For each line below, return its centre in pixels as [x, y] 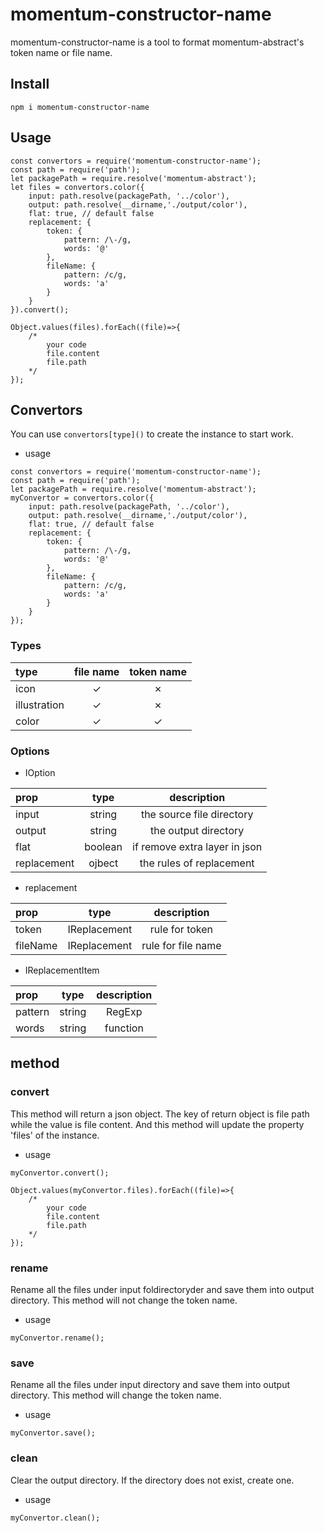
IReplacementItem [62, 970]
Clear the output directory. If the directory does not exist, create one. [152, 1480]
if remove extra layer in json [197, 846]
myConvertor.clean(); [55, 1518]
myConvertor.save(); [53, 1433]
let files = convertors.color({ [77, 187]
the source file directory [197, 814]
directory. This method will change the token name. [116, 1395]
